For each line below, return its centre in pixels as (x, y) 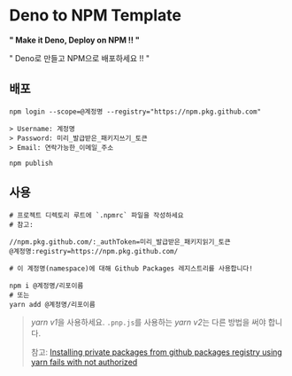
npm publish (31, 163)
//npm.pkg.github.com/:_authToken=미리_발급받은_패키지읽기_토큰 (120, 242)
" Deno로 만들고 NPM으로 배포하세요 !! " (80, 58)
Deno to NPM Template (96, 16)
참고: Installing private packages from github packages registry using (157, 352)
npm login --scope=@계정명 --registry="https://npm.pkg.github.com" (135, 112)
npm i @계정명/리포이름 (46, 286)
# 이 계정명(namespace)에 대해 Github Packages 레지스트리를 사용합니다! (131, 268)
